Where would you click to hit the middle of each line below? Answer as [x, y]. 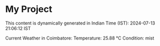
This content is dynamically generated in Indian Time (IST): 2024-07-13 [80, 23]
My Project [29, 9]
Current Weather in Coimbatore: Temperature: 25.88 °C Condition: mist [80, 38]
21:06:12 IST [18, 28]
